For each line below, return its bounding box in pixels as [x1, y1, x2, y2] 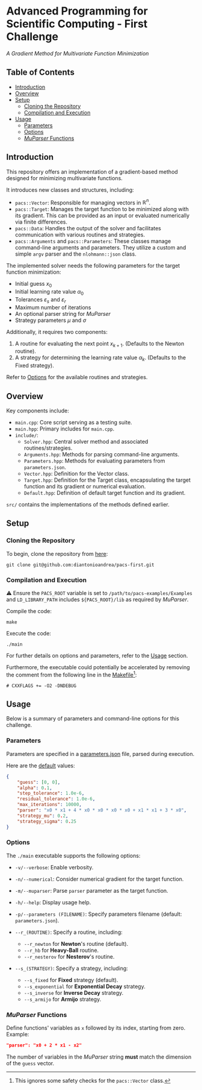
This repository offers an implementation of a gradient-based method [6, 168, 179, 175]
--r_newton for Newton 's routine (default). [23, 940, 129, 947]
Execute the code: [6, 630, 51, 637]
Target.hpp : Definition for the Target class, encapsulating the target [23, 476, 191, 484]
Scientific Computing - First [6, 17, 148, 31]
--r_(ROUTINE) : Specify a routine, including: [14, 928, 123, 936]
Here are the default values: [6, 761, 75, 769]
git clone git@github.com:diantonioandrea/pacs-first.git [6, 562, 155, 568]
